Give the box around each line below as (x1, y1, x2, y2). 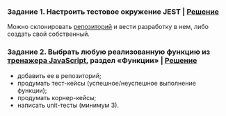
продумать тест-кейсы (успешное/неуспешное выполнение (17, 79, 196, 87)
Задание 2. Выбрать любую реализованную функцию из (7, 47, 211, 57)
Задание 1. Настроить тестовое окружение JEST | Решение (7, 7, 219, 17)
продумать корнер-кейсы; (17, 93, 97, 101)
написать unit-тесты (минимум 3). (17, 101, 120, 109)
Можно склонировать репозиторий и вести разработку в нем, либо (7, 23, 209, 31)
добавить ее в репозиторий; (17, 71, 102, 79)
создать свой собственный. (7, 30, 90, 38)
